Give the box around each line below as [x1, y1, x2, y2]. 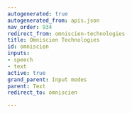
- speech [7, 56, 33, 64]
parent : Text [7, 83, 46, 90]
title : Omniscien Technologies [7, 37, 100, 44]
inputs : [7, 50, 31, 57]
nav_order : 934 [7, 23, 53, 30]
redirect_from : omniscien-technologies [7, 30, 126, 37]
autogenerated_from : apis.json [7, 17, 100, 24]
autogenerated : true [7, 10, 69, 18]
